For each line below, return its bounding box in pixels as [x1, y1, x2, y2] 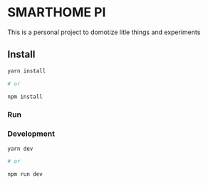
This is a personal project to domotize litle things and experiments [7, 28, 201, 36]
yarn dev [7, 145, 33, 152]
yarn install [7, 67, 46, 75]
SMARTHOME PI [7, 4, 106, 21]
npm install [7, 93, 43, 100]
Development [7, 129, 56, 139]
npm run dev [7, 171, 43, 178]
